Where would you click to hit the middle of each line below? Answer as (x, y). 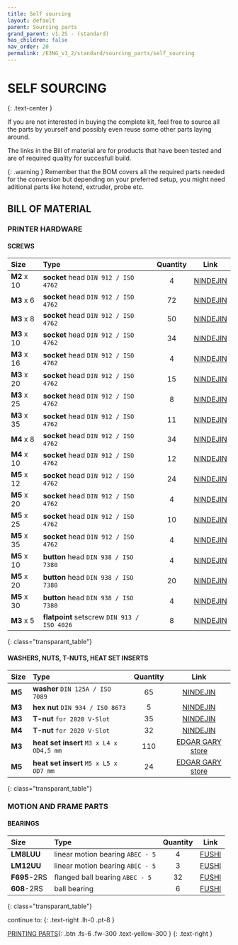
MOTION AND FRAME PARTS (58, 806)
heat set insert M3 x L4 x (75, 743)
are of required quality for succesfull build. (69, 158)
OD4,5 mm (47, 750)
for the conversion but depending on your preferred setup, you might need (116, 179)
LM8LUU (26, 854)
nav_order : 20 (28, 47)
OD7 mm (44, 771)
